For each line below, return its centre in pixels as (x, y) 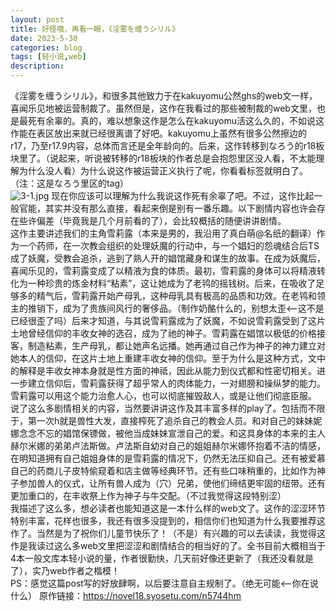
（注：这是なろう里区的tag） (70, 183)
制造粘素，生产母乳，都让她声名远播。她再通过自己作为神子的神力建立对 (176, 345)
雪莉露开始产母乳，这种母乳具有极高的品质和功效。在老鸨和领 (198, 295)
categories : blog (46, 47)
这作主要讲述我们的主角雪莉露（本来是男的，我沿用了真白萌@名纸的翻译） (163, 233)
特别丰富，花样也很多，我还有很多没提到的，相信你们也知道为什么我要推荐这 (168, 520)
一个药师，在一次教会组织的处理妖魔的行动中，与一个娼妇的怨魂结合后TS (169, 245)
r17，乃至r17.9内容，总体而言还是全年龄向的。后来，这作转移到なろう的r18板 (167, 145)
